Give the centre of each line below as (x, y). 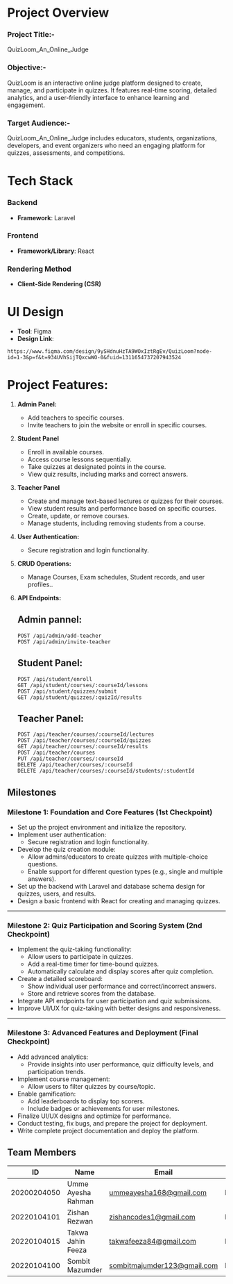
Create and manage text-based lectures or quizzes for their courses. (126, 501)
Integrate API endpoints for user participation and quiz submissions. (114, 1001)
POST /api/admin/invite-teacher (64, 642)
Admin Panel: (37, 404)
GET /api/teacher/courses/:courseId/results (83, 747)
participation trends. (57, 1071)
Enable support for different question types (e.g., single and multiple (125, 872)
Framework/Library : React (56, 251)
